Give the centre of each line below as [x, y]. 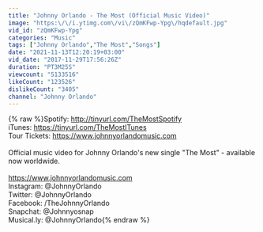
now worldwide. [34, 161]
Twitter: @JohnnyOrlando [50, 195]
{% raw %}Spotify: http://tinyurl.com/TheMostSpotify [95, 119]
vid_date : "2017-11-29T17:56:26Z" [65, 60]
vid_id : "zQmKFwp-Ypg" [45, 30]
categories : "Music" [42, 38]
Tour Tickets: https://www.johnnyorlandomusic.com [92, 136]
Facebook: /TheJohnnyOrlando [59, 203]
